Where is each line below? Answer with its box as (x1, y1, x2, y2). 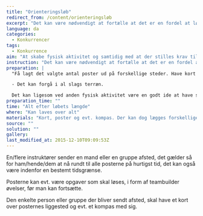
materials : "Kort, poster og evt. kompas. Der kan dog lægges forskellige (6, 115, 199, 121)
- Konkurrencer (11, 37, 50, 43)
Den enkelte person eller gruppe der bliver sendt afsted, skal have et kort (6, 197, 188, 203)
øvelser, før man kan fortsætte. (6, 185, 83, 192)
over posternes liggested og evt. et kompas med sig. (6, 203, 138, 210)
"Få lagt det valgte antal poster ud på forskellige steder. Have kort (11, 71, 196, 77)
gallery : (6, 132, 28, 138)
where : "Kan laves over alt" (6, 109, 80, 115)
